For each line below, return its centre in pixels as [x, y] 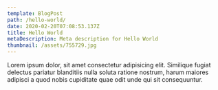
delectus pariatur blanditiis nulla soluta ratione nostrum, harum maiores [108, 72]
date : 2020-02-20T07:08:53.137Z [53, 26]
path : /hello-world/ [37, 20]
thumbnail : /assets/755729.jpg [52, 45]
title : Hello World [35, 33]
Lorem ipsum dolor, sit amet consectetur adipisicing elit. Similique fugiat [109, 65]
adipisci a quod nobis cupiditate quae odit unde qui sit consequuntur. [105, 79]
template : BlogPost [35, 13]
